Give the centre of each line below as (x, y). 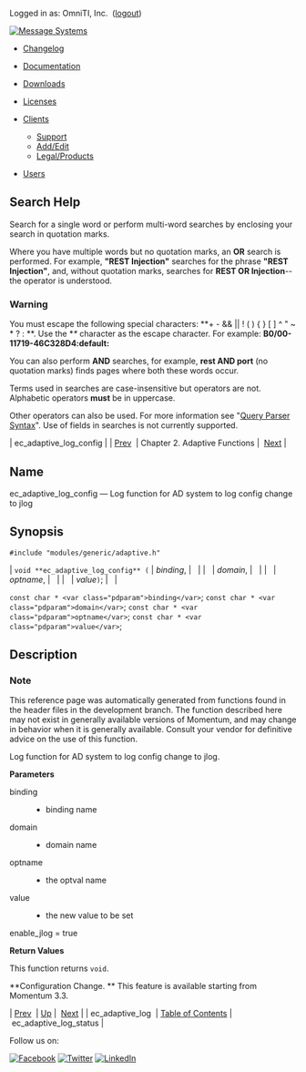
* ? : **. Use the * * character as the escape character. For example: (135, 334)
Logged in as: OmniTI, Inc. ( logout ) (76, 13)
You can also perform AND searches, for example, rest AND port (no (139, 361)
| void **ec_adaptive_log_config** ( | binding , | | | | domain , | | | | (143, 569)
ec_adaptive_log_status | (58, 1023)
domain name (71, 845)
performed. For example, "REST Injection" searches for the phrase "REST (149, 261)
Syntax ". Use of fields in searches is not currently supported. (124, 425)
